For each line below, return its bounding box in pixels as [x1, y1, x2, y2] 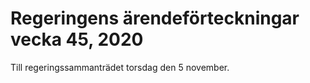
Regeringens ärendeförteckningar [10, 7, 300, 30]
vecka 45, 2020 [10, 28, 144, 51]
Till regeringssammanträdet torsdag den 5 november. [10, 61, 230, 73]
